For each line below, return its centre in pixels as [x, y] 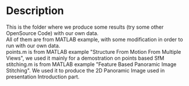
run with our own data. [33, 46]
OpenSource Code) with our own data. [52, 33]
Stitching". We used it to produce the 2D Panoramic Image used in [85, 70]
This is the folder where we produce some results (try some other [85, 27]
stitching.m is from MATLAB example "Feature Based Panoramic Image [91, 64]
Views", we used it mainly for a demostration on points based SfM [85, 58]
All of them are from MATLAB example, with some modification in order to [94, 39]
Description [35, 11]
